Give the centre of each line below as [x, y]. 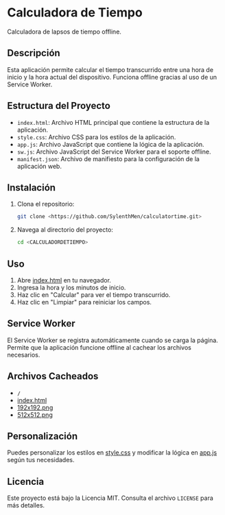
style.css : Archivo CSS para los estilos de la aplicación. [96, 137]
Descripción [34, 53]
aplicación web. [39, 166]
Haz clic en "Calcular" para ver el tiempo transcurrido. [94, 295]
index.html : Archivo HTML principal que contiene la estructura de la [113, 122]
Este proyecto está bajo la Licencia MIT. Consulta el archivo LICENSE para [110, 498]
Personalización [43, 436]
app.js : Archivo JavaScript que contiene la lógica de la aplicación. [110, 144]
